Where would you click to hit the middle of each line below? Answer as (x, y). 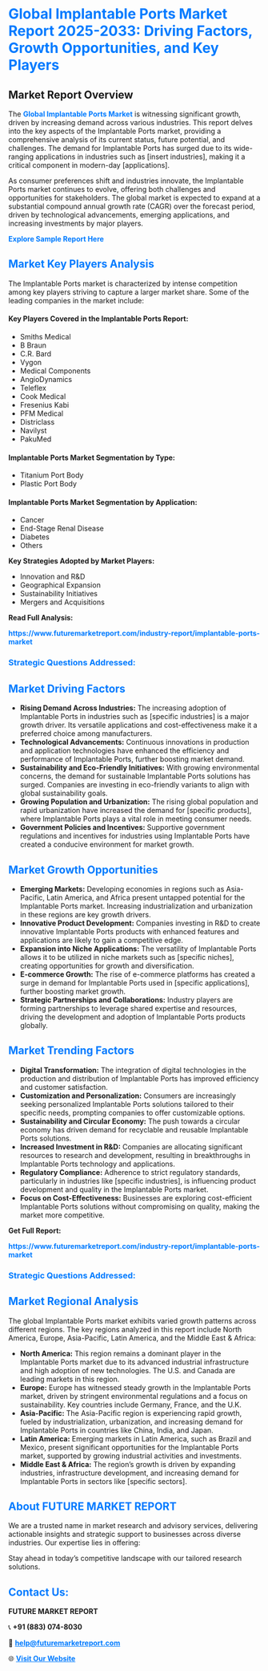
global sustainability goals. (64, 793)
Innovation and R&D (52, 577)
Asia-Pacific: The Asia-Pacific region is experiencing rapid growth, (131, 1413)
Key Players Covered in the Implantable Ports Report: (98, 319)
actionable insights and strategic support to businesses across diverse (125, 1535)
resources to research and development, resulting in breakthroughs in (135, 1155)
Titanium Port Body (52, 475)
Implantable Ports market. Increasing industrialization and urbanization (136, 906)
